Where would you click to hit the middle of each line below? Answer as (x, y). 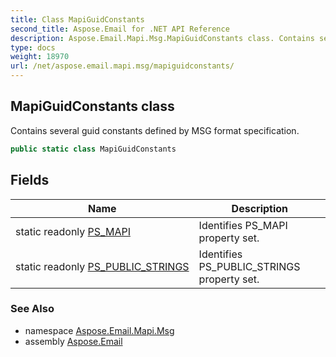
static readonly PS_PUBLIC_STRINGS (102, 266)
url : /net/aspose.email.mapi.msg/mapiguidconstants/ (122, 66)
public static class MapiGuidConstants (93, 149)
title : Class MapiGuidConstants (77, 19)
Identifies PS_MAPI (243, 225)
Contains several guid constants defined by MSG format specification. (155, 130)
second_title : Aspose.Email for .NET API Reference (120, 29)
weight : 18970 (40, 57)
